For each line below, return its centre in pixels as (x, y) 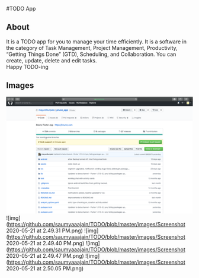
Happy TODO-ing (27, 67)
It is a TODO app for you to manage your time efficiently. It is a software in (96, 42)
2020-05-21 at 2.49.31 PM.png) (44, 230)
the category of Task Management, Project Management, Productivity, (92, 48)
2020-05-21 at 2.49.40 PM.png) (45, 243)
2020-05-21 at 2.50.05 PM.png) (45, 268)
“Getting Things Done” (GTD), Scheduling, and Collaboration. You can (91, 54)
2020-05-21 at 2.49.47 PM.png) (45, 255)
